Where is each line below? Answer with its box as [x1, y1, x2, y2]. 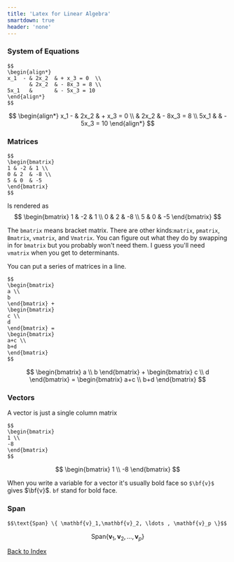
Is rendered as [7, 201, 49, 210]
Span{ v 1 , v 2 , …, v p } [90, 532, 145, 542]
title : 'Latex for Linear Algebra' [7, 10, 111, 18]
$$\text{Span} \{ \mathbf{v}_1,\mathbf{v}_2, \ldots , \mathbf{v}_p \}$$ [7, 520, 228, 527]
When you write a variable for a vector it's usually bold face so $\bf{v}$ [7, 479, 215, 488]
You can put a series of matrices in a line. [7, 262, 127, 270]
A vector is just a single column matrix [7, 408, 118, 417]
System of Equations [7, 46, 80, 56]
